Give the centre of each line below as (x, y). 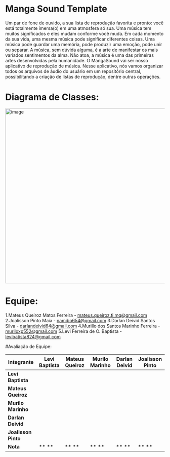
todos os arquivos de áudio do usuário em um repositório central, (73, 71)
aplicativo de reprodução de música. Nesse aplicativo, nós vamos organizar (84, 66)
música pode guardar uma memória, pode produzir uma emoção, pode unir (84, 44)
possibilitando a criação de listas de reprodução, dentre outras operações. (83, 77)
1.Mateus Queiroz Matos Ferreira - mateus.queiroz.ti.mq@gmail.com (76, 315)
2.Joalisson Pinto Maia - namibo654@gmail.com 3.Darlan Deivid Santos (80, 320)
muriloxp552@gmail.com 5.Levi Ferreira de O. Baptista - (64, 331)
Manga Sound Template (56, 9)
